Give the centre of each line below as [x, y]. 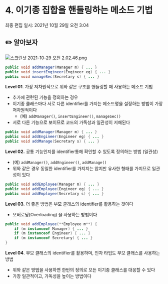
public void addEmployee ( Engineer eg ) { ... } [54, 189]
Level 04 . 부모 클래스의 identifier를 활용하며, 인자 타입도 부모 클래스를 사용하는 [83, 253]
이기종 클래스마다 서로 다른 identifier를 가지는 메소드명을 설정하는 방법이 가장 [88, 104]
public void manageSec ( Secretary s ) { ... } [52, 77]
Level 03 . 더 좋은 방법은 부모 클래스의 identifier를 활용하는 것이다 [69, 204]
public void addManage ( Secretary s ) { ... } [52, 141]
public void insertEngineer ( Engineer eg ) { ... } [58, 72]
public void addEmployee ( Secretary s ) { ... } [54, 194]
